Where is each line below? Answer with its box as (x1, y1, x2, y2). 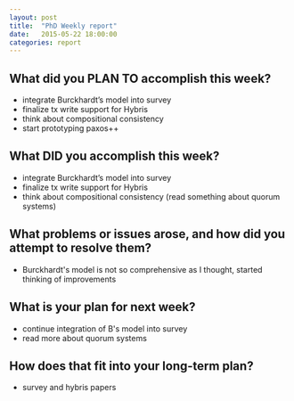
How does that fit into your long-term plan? (9, 358, 254, 373)
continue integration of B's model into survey (21, 323, 188, 334)
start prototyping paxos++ (21, 123, 119, 134)
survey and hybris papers (21, 382, 117, 393)
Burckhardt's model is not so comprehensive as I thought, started (21, 264, 263, 274)
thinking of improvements (21, 274, 117, 284)
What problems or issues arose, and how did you (9, 226, 286, 241)
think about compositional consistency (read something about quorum (21, 191, 281, 201)
